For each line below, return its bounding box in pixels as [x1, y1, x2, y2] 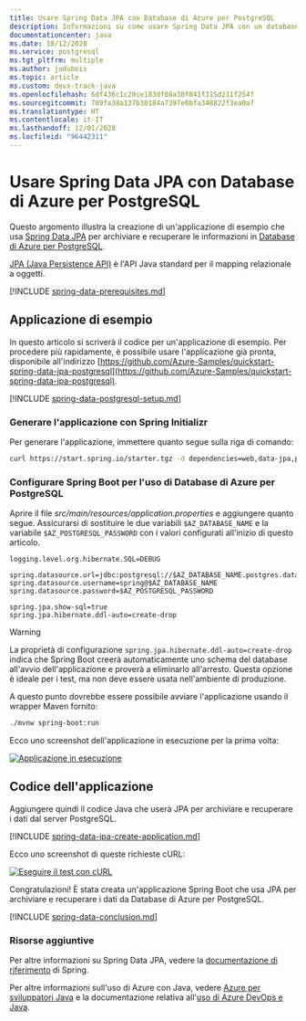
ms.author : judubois [9, 65, 88, 74]
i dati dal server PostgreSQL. [9, 813, 117, 824]
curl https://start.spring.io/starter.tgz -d [9, 454, 185, 463]
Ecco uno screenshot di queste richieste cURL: [9, 848, 186, 859]
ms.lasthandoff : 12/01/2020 [9, 124, 117, 133]
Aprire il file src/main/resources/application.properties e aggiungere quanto [9, 508, 294, 519]
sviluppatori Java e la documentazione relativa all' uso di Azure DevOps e [9, 992, 284, 1003]
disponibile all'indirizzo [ [9, 355, 101, 366]
